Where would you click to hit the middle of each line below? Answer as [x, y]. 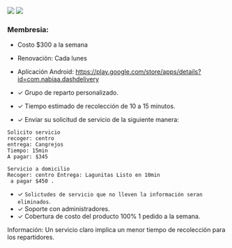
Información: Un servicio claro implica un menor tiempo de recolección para [116, 230]
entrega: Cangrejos [36, 145]
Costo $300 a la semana [53, 45]
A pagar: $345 [28, 157]
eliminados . [34, 201]
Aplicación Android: [46, 72]
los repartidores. [31, 238]
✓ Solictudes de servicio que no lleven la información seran [110, 194]
